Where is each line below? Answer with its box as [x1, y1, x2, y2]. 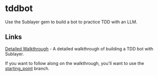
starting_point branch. [5, 65, 50, 71]
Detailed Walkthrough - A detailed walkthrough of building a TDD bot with [5, 46, 154, 51]
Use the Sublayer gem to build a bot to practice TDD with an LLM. [5, 19, 137, 25]
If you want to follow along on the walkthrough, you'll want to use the [5, 60, 144, 66]
